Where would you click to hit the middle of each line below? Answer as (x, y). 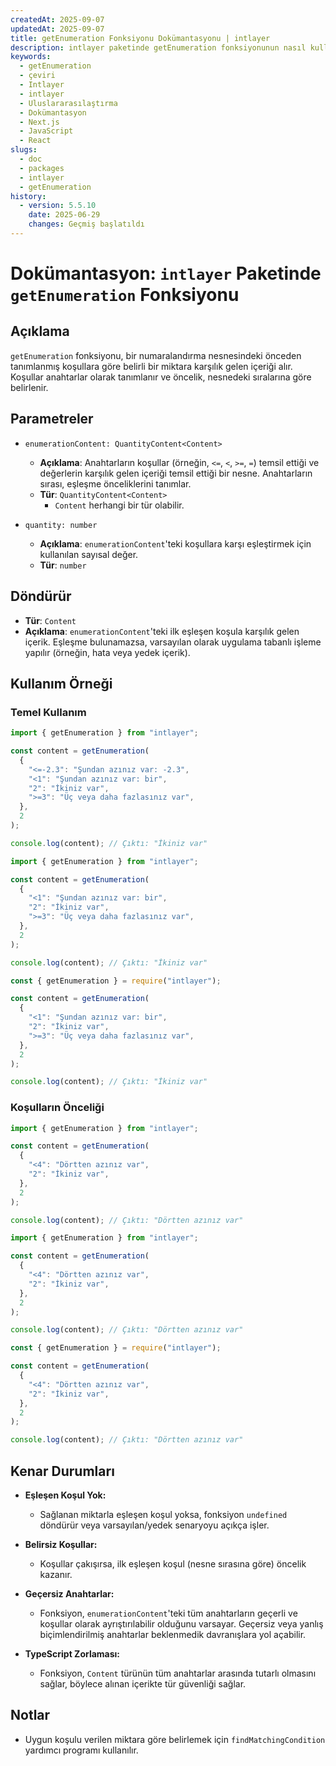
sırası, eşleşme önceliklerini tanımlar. (115, 483)
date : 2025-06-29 (64, 215)
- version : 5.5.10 (58, 206)
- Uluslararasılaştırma (68, 103)
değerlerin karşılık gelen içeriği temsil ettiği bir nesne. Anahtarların (176, 473)
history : (28, 196)
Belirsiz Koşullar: (61, 1545)
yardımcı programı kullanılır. (81, 1750)
